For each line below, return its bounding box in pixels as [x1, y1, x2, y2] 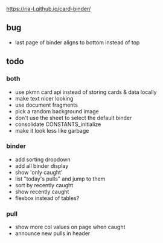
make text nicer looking [14, 95, 74, 102]
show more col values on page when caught [14, 224, 126, 231]
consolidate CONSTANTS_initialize [14, 121, 101, 128]
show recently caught [14, 188, 69, 195]
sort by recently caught [14, 181, 74, 188]
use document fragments [14, 101, 78, 108]
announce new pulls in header [14, 230, 91, 237]
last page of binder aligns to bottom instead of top [14, 39, 140, 46]
